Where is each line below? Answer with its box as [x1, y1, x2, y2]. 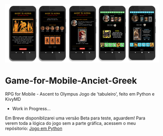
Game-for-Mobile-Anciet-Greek [5, 75, 138, 86]
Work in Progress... [12, 106, 51, 112]
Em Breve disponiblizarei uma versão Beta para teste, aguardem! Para [5, 115, 145, 121]
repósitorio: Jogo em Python [5, 126, 62, 132]
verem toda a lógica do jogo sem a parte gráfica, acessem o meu [5, 120, 136, 126]
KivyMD [5, 97, 21, 102]
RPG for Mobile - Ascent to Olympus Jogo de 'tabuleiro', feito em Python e [5, 91, 155, 97]
